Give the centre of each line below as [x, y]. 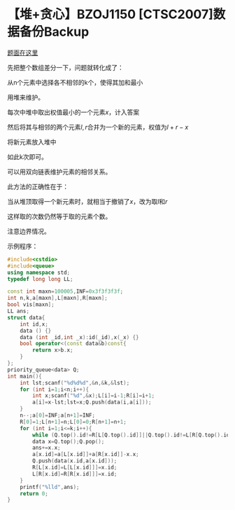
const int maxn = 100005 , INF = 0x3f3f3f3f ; [65, 291]
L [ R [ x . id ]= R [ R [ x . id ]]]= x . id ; [75, 474]
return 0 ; [34, 494]
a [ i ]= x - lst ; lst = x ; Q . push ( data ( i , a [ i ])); [92, 402]
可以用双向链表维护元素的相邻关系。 [59, 172]
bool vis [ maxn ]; [31, 305]
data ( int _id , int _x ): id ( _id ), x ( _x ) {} [79, 337]
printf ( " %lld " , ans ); [50, 487]
